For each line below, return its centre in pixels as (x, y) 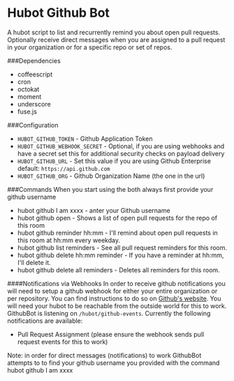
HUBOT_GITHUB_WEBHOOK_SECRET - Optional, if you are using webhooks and (121, 146)
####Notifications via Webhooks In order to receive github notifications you (116, 283)
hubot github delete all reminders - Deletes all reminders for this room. (118, 270)
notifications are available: (45, 321)
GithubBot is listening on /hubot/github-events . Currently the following (109, 313)
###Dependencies (34, 60)
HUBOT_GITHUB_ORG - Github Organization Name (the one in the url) (111, 176)
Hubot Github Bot (59, 13)
